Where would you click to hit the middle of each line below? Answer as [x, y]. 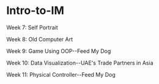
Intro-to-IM [35, 11]
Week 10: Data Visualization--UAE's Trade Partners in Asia [80, 63]
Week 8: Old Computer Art [40, 39]
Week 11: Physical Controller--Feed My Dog [61, 74]
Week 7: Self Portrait [32, 27]
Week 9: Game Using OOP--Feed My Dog [59, 51]
